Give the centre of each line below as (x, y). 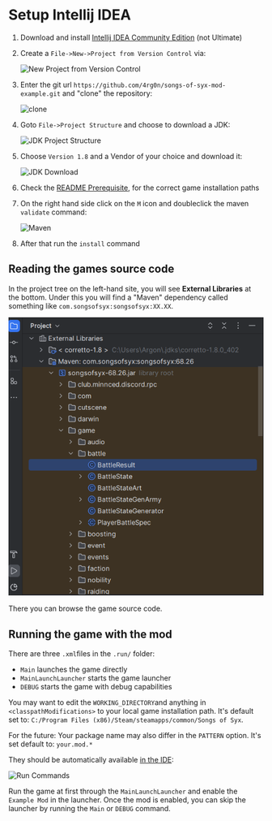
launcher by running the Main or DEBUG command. (90, 809)
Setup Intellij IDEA (70, 15)
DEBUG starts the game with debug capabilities (96, 687)
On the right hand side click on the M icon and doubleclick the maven (134, 203)
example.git (40, 94)
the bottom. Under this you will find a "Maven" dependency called (118, 297)
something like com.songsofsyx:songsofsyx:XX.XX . (91, 305)
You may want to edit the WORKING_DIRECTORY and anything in (107, 702)
